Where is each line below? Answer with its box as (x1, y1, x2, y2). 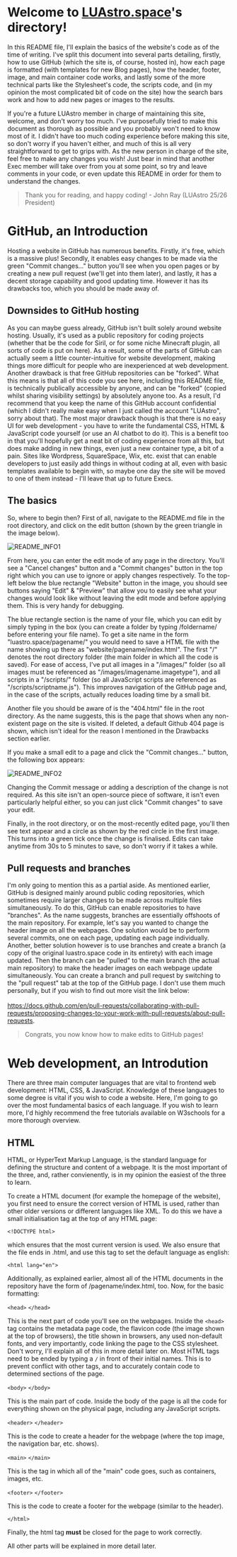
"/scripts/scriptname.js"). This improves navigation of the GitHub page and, (7, 682, 228, 691)
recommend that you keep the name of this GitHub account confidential (7, 398, 216, 407)
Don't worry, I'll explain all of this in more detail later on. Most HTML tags (7, 1347, 219, 1356)
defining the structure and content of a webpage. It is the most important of (7, 1163, 228, 1171)
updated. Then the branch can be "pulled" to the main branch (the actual (7, 956, 220, 965)
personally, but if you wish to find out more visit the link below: (7, 987, 190, 995)
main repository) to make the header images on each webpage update (7, 964, 213, 972)
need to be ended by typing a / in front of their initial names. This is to (7, 1354, 212, 1363)
